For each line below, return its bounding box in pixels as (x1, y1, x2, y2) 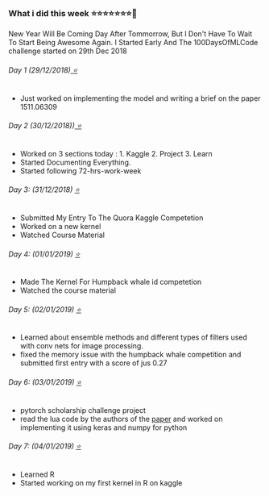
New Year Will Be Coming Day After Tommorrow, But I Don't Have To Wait (8, 29, 253, 39)
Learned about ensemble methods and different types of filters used (19, 332, 248, 342)
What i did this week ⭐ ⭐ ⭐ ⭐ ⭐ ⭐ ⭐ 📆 (8, 7, 138, 19)
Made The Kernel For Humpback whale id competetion (19, 277, 202, 287)
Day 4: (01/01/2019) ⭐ (8, 249, 81, 259)
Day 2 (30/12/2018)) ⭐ (8, 121, 82, 131)
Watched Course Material (19, 230, 105, 240)
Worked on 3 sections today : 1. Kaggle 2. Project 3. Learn (19, 148, 213, 158)
